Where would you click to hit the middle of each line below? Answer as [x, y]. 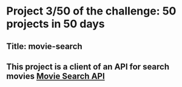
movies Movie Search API [56, 76]
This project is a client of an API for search [88, 67]
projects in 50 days [56, 24]
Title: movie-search [45, 46]
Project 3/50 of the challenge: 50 [91, 11]
